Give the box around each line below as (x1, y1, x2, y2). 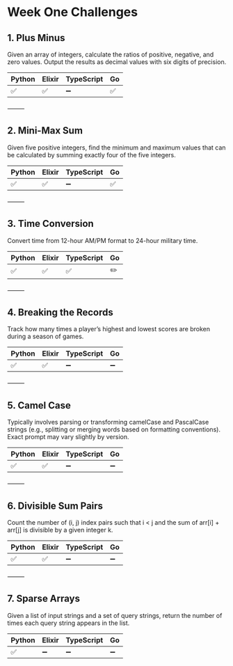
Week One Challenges (7, 4, 138, 20)
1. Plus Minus (7, 32, 65, 44)
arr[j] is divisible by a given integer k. (7, 526, 113, 534)
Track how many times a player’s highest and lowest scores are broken (7, 325, 211, 333)
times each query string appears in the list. (7, 619, 130, 627)
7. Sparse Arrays (7, 593, 80, 605)
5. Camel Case (7, 399, 71, 411)
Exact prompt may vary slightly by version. (7, 433, 129, 441)
